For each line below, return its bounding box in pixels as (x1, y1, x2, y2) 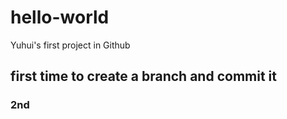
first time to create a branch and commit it (10, 68, 277, 85)
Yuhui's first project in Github (10, 39, 131, 51)
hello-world (10, 6, 110, 29)
